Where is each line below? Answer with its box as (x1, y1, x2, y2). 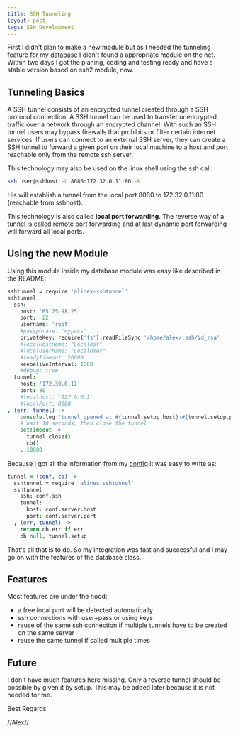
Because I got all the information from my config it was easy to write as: (7, 459, 217, 467)
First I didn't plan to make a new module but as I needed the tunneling (7, 43, 211, 52)
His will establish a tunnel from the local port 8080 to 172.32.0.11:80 (7, 191, 204, 200)
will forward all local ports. (7, 227, 84, 236)
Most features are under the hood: (7, 592, 108, 601)
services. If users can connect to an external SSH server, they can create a (7, 136, 226, 144)
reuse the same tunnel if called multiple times (17, 636, 151, 645)
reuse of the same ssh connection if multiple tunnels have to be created (17, 621, 227, 629)
